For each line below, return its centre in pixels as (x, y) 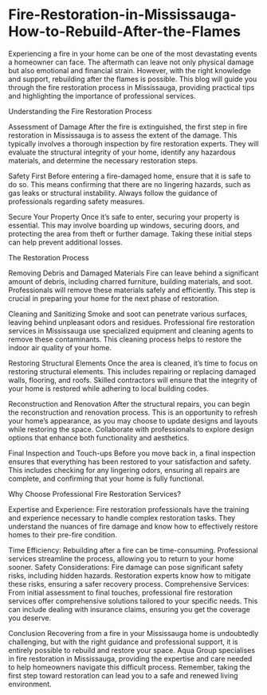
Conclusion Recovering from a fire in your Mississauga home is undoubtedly (133, 633)
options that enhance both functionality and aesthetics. (99, 437)
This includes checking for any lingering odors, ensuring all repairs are (124, 470)
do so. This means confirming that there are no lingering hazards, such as (130, 184)
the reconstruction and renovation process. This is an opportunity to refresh (133, 412)
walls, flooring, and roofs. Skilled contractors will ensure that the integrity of (133, 380)
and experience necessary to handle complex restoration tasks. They (122, 517)
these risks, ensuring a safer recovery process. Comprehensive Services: (129, 584)
